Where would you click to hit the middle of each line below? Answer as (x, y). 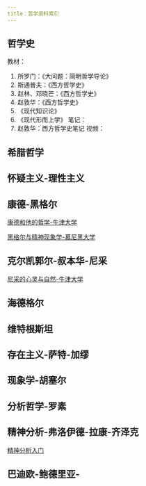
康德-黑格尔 (32, 204)
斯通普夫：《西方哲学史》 (52, 85)
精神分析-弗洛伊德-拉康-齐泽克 (73, 432)
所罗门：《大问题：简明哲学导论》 (65, 76)
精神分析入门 (25, 450)
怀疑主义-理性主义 (46, 178)
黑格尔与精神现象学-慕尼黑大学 (51, 237)
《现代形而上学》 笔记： (52, 120)
